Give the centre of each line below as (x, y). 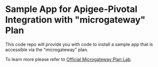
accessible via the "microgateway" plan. (47, 49)
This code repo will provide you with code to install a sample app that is (79, 44)
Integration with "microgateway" (75, 20)
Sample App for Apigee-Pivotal (71, 9)
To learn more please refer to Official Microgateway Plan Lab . (68, 59)
